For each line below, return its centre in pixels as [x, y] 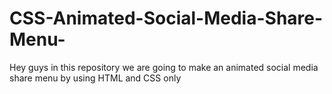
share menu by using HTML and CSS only [95, 78]
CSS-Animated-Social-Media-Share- [166, 18]
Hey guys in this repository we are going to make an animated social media [164, 67]
